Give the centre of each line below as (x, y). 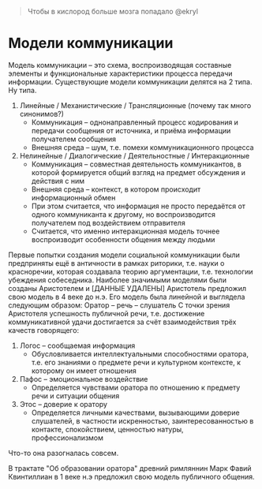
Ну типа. (22, 90)
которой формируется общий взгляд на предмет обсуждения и (138, 172)
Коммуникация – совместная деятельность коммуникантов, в (137, 164)
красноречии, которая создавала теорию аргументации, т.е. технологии (131, 271)
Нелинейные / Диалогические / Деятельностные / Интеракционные (135, 155)
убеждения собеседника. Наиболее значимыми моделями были (118, 280)
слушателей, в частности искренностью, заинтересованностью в (142, 420)
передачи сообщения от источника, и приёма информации (131, 130)
